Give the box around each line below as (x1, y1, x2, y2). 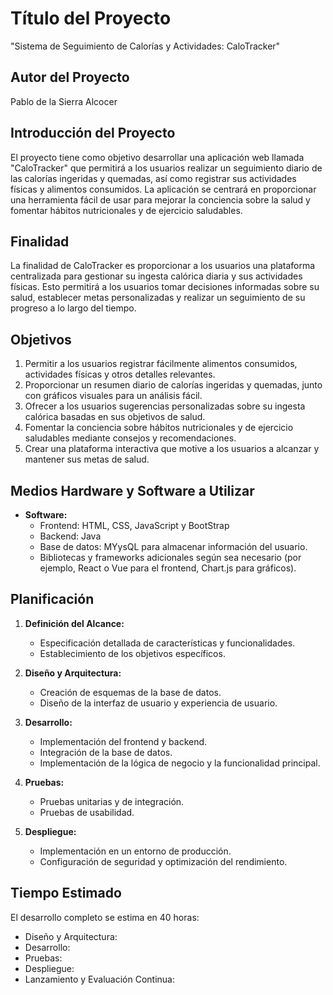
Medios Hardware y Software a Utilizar (10, 482, 255, 499)
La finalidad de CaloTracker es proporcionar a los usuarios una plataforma (10, 260, 316, 272)
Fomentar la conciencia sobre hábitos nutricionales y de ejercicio (24, 422, 294, 434)
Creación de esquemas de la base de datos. (39, 686, 222, 698)
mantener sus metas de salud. (24, 453, 150, 466)
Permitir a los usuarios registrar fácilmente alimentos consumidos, (24, 358, 298, 370)
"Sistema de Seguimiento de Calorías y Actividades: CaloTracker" (10, 40, 281, 52)
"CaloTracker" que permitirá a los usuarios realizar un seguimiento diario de (10, 162, 323, 174)
